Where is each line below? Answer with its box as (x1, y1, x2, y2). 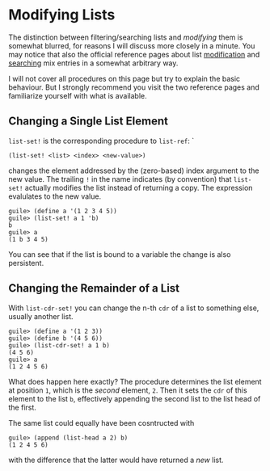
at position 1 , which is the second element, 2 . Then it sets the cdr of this (8, 385, 248, 395)
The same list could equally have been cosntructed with (8, 418, 195, 427)
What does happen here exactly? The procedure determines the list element (8, 376, 262, 386)
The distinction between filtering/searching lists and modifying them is (8, 32, 243, 42)
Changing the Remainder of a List (8, 281, 180, 296)
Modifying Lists (8, 6, 116, 24)
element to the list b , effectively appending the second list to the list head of (8, 393, 261, 403)
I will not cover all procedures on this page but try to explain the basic (8, 74, 241, 83)
